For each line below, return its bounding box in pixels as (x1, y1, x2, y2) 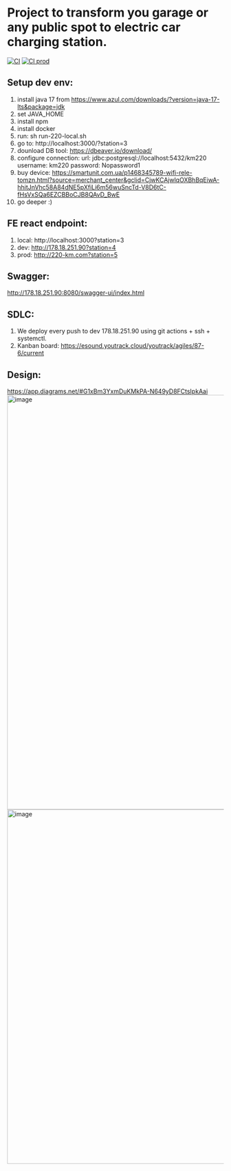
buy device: (16, 168, 51, 176)
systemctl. (16, 334, 47, 342)
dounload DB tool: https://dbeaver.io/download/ (16, 146, 153, 154)
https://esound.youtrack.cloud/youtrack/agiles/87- (60, 342, 205, 350)
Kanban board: (16, 342, 60, 350)
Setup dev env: (7, 77, 74, 89)
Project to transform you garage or (7, 5, 208, 21)
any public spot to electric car (7, 19, 181, 35)
